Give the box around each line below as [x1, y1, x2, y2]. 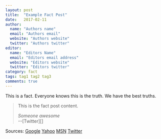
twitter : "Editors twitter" [10, 64, 70, 69]
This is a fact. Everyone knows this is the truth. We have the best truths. [5, 92, 156, 99]
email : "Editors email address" [10, 55, 79, 60]
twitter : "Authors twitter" [10, 41, 70, 46]
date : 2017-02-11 [5, 17, 47, 22]
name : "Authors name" [10, 27, 56, 32]
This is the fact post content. [17, 103, 78, 109]
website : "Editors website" [10, 60, 70, 65]
